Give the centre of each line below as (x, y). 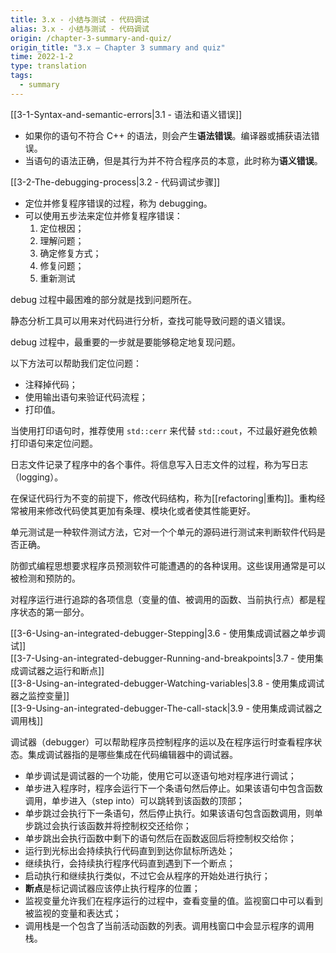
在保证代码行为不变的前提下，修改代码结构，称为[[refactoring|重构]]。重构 (163, 498)
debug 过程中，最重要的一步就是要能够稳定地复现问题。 (126, 342)
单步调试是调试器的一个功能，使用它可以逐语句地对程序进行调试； (160, 775)
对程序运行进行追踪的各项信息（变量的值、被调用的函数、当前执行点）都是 (163, 599)
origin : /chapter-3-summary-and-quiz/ (91, 38)
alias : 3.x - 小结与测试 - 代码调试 (80, 29)
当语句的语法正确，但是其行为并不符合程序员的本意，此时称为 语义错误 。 (173, 160)
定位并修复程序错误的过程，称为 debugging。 (118, 203)
